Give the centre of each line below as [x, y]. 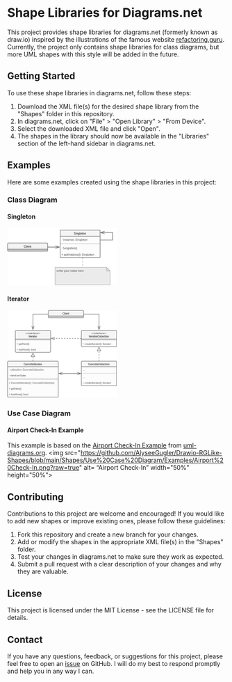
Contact [25, 639]
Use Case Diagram [39, 413]
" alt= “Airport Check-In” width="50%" [134, 468]
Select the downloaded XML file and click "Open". [89, 128]
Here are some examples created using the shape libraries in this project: [112, 182]
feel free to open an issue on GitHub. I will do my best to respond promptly [114, 663]
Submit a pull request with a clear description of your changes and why [119, 564]
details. [18, 618]
